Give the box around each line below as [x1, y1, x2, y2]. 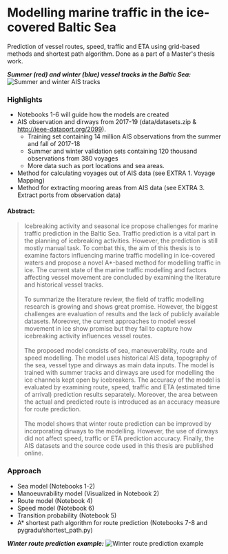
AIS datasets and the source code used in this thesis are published [23, 442, 214, 450]
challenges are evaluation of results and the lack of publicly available [23, 310, 220, 318]
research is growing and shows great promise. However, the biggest [23, 302, 218, 311]
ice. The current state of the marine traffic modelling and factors [23, 266, 207, 274]
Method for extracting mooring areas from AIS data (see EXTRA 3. [17, 184, 205, 192]
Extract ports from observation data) [17, 191, 121, 199]
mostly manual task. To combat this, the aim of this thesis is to [23, 244, 201, 252]
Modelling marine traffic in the [7, 5, 184, 21]
